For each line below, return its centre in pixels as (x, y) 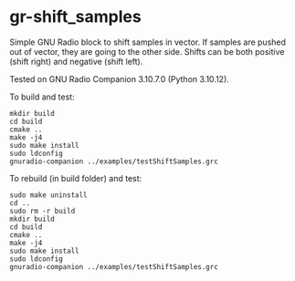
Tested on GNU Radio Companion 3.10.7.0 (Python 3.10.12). (120, 78)
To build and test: (42, 97)
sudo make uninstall (49, 195)
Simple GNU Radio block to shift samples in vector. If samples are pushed (147, 42)
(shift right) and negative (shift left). (76, 61)
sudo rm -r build (42, 211)
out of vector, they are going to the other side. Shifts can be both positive (147, 51)
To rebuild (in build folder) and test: (76, 178)
